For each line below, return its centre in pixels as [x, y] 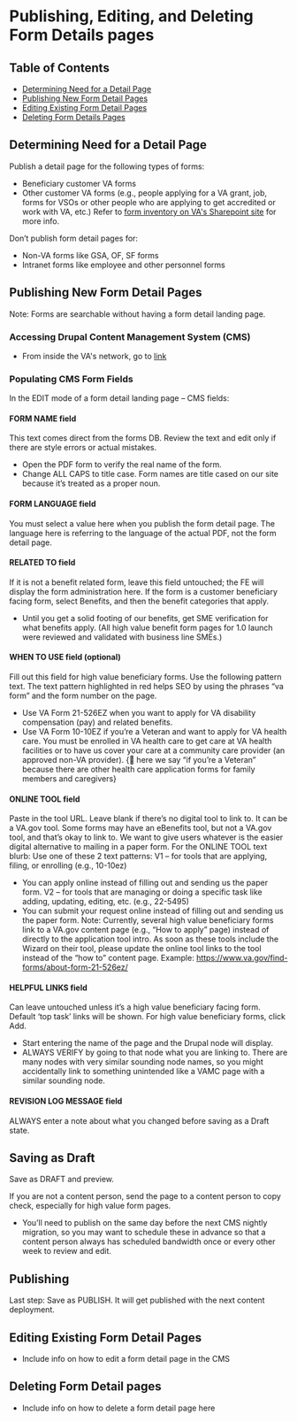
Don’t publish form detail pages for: [74, 238]
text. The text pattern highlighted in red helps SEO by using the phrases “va [147, 687]
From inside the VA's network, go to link [94, 356]
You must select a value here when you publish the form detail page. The [142, 523]
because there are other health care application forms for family [138, 769]
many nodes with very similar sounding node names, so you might [142, 1062]
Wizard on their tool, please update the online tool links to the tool [142, 949]
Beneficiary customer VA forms [79, 183]
